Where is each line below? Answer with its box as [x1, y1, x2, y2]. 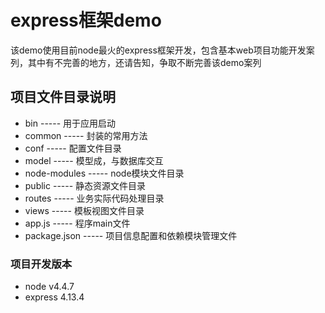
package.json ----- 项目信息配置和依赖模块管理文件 [24, 229, 238, 241]
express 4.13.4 [24, 291, 85, 303]
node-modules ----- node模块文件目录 [24, 167, 185, 179]
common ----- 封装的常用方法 [24, 129, 148, 141]
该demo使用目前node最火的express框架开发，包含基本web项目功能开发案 [10, 44, 315, 56]
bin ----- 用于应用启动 [24, 117, 117, 129]
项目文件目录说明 [10, 89, 116, 106]
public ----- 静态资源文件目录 [24, 179, 147, 191]
